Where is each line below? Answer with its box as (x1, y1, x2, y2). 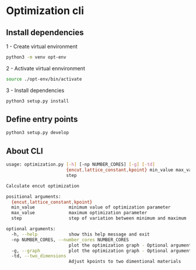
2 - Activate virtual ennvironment (6, 64, 86, 71)
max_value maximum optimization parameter (11, 210, 148, 216)
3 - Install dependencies (6, 87, 65, 94)
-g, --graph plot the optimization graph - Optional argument (11, 248, 192, 254)
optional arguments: (6, 226, 57, 232)
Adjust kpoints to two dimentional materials (68, 259, 181, 265)
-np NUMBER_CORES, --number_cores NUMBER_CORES (11, 237, 129, 242)
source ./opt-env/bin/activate (6, 76, 82, 82)
